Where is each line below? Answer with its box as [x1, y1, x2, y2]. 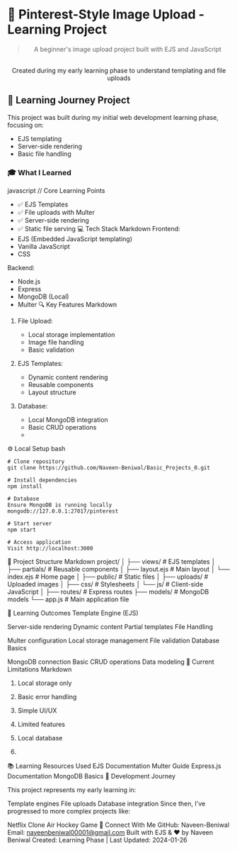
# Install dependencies [7, 477, 78, 484]
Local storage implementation [28, 330, 115, 339]
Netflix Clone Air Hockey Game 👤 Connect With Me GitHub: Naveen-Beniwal [7, 821, 230, 829]
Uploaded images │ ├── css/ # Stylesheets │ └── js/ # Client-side [7, 580, 204, 589]
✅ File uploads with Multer [17, 208, 96, 217]
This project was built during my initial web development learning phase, [7, 113, 219, 121]
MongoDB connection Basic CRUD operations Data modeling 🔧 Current [7, 657, 214, 666]
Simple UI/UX [17, 706, 57, 715]
